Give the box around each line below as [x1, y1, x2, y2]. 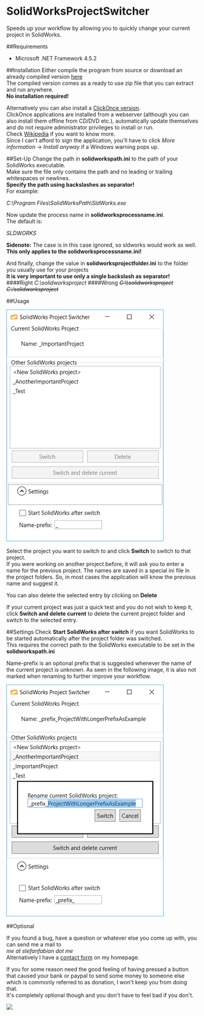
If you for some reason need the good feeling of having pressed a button [6, 965, 189, 973]
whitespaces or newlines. [6, 174, 71, 181]
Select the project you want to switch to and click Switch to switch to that [6, 547, 191, 554]
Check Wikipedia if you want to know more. [6, 130, 116, 137]
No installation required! [6, 92, 69, 100]
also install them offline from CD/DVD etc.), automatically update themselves [6, 117, 199, 125]
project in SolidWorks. [6, 31, 62, 38]
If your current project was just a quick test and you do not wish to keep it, [6, 603, 193, 611]
